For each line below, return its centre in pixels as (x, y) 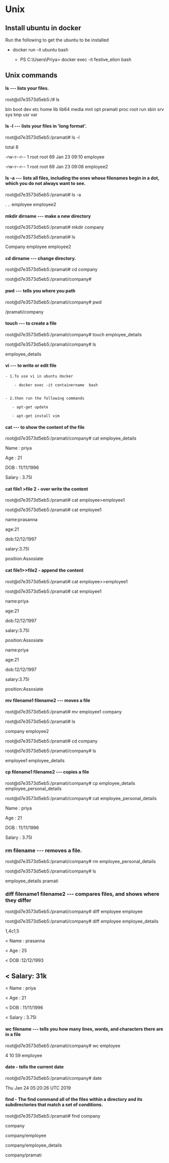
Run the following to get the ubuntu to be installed (57, 40)
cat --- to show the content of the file (45, 427)
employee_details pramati (32, 881)
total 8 (12, 147)
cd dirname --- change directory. (41, 258)
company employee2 (27, 731)
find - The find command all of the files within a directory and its (74, 1099)
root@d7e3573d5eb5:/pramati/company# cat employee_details (71, 438)
